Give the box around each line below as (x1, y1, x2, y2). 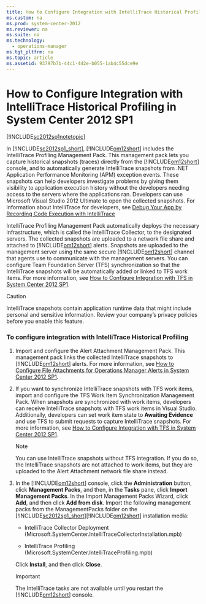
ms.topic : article (6, 55, 53, 61)
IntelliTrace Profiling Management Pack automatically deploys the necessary (6, 222, 200, 230)
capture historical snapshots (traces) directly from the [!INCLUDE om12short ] (6, 158, 199, 166)
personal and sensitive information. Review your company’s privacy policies (6, 311, 198, 319)
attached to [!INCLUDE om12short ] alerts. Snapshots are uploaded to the (6, 242, 188, 249)
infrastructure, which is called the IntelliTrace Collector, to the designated (6, 228, 192, 236)
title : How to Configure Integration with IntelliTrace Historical (6, 9, 183, 15)
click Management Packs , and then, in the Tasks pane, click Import (15, 486, 188, 493)
